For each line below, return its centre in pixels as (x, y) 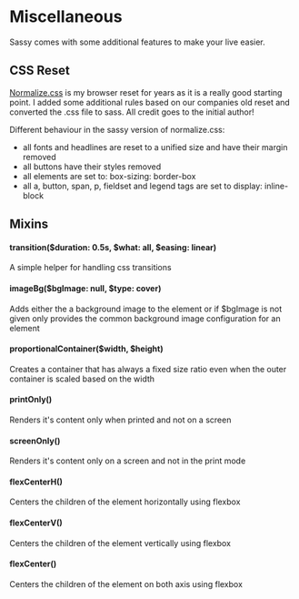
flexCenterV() (36, 523)
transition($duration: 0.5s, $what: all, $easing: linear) (113, 247)
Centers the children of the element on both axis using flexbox (126, 584)
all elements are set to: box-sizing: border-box (109, 176)
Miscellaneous (66, 17)
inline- (277, 186)
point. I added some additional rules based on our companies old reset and (150, 102)
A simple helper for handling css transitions (90, 268)
